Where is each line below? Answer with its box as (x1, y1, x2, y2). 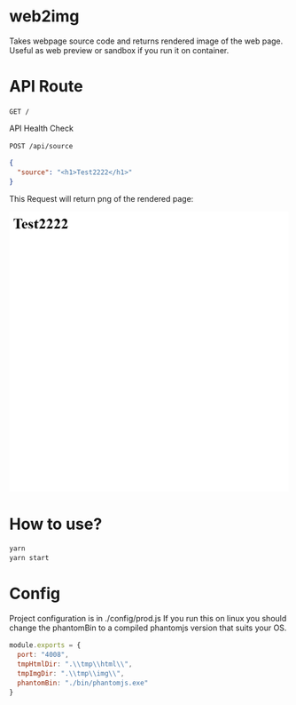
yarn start (9, 554, 50, 563)
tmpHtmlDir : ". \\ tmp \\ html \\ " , (17, 660, 133, 669)
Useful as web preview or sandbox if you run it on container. (9, 44, 230, 55)
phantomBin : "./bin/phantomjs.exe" (17, 678, 149, 687)
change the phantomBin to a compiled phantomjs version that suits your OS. (9, 622, 287, 633)
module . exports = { (9, 641, 82, 650)
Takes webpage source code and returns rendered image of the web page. (9, 36, 284, 46)
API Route (9, 76, 83, 97)
